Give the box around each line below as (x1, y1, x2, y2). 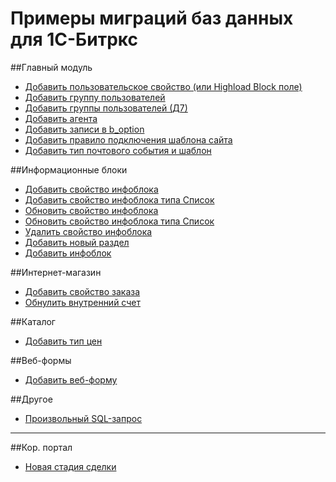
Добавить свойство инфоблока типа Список (24, 193, 215, 206)
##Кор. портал (10, 441, 73, 453)
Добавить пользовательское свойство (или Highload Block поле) (24, 80, 303, 92)
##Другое (10, 393, 53, 405)
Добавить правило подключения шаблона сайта (24, 133, 233, 146)
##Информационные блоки (10, 163, 128, 176)
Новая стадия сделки (24, 460, 117, 472)
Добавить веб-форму (24, 373, 118, 386)
